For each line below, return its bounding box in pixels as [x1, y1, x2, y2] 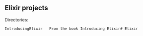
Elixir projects [4, 4, 48, 12]
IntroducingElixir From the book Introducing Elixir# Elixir [4, 26, 139, 31]
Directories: [4, 17, 28, 22]
